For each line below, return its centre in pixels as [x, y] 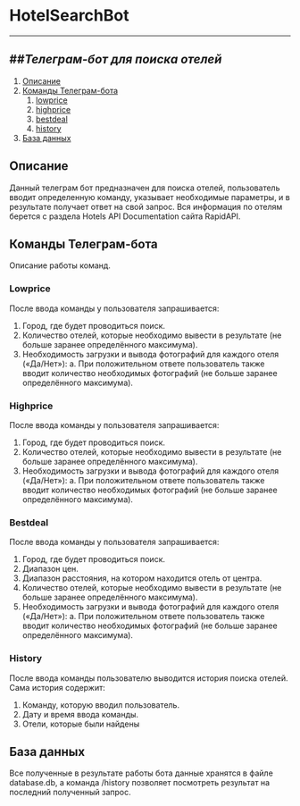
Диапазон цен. [50, 569]
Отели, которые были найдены [81, 724]
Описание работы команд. [60, 265]
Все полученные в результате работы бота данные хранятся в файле [142, 773]
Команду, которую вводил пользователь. [101, 705]
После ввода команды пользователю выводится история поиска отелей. [149, 678]
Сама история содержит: [57, 687]
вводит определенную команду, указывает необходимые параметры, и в [150, 197]
